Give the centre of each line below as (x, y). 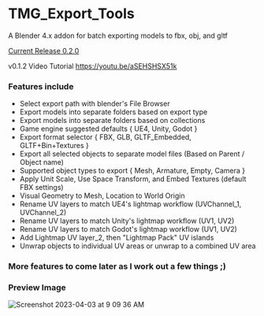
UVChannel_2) (43, 213)
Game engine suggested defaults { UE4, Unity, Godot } (108, 129)
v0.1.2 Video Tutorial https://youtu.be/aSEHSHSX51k (93, 66)
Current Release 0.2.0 (44, 50)
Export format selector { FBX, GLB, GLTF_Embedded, (105, 137)
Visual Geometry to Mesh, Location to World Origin (102, 196)
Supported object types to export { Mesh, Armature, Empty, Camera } (132, 171)
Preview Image (37, 288)
